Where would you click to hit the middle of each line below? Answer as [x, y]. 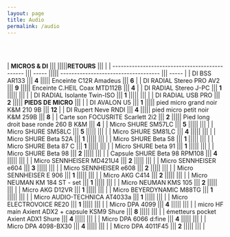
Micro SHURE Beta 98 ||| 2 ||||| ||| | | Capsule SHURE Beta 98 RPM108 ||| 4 [112, 153]
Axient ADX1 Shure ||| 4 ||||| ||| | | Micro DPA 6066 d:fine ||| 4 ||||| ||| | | [107, 219]
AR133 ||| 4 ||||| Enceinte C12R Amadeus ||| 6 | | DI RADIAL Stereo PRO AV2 [114, 81]
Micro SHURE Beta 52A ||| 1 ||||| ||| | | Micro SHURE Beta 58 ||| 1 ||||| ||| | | [111, 139]
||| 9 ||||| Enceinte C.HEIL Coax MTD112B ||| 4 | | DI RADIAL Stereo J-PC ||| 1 [114, 88]
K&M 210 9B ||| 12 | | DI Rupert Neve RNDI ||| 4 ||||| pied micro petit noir [108, 110]
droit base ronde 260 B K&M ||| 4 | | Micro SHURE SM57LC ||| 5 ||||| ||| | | [110, 125]
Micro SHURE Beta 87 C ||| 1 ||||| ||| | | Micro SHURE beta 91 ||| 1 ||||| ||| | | [111, 146]
